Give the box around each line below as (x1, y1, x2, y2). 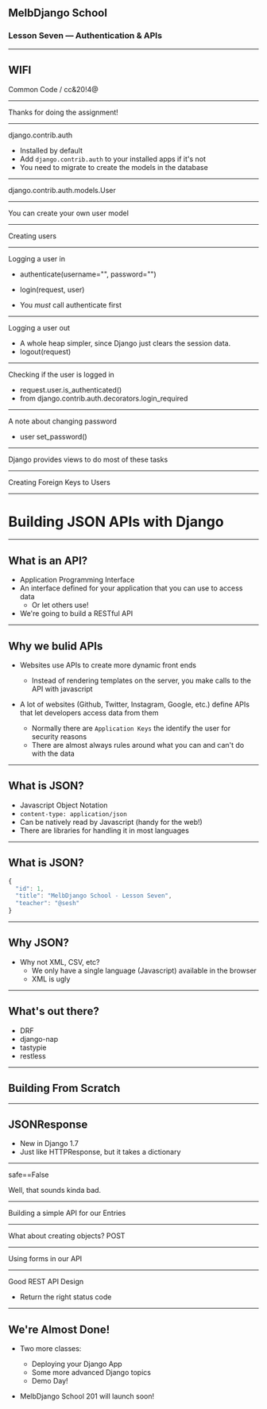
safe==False (8, 1170, 49, 1179)
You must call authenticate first (19, 300, 122, 309)
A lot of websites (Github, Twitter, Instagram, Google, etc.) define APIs (19, 699, 250, 710)
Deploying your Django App (31, 1359, 122, 1369)
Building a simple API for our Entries (8, 1208, 126, 1218)
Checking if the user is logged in (8, 370, 115, 379)
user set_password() (19, 432, 87, 441)
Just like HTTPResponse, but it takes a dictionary (19, 1148, 181, 1157)
